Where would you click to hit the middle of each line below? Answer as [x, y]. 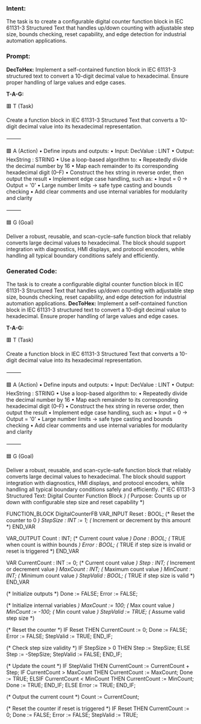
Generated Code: [32, 271]
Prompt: [18, 57]
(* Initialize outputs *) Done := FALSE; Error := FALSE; [72, 593]
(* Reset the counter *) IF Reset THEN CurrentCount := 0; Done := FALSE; [97, 629]
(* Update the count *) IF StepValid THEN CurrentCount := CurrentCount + [98, 666]
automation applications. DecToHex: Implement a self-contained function [97, 303]
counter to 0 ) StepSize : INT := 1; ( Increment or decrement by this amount [98, 520]
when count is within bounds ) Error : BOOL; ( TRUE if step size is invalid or [99, 545]
